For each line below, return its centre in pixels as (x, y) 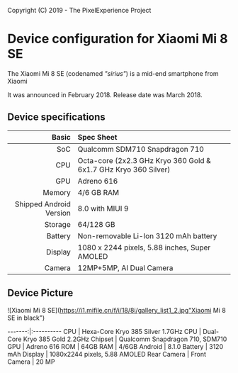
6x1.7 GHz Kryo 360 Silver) (124, 169)
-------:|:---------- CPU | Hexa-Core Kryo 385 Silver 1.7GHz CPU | (104, 331)
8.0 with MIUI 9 (103, 208)
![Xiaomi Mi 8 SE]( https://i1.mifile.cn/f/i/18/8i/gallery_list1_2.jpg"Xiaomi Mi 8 (117, 310)
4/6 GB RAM (98, 192)
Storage (57, 224)
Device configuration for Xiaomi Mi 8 (118, 39)
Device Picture (40, 293)
